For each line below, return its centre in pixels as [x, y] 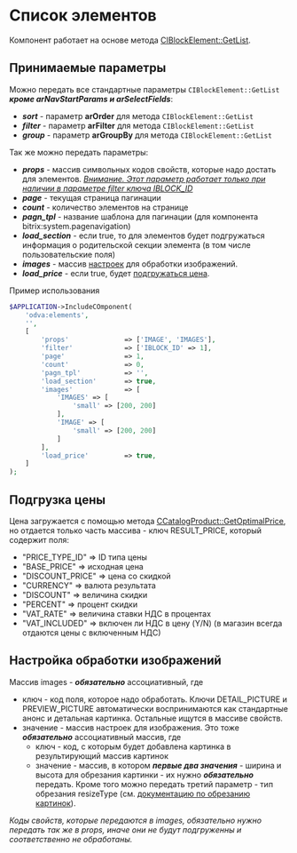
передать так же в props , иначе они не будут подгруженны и [125, 829]
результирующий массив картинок [102, 755]
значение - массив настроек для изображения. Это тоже [130, 727]
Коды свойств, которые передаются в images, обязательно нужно [136, 820]
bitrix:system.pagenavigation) [76, 226]
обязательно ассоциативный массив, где [102, 737]
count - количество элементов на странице [105, 207]
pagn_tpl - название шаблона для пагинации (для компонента [140, 216]
